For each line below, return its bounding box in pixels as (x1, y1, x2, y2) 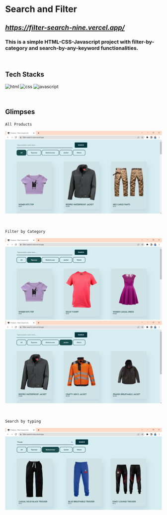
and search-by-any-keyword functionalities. (28, 44, 139, 51)
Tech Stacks (5, 70, 45, 79)
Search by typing (5, 419, 41, 424)
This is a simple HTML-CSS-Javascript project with (5, 38, 131, 45)
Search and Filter (5, 3, 77, 15)
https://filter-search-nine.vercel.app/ (5, 23, 125, 32)
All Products (5, 122, 32, 127)
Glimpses (5, 108, 35, 116)
